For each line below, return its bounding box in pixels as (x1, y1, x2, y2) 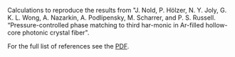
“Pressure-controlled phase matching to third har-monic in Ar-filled (7, 21, 204, 29)
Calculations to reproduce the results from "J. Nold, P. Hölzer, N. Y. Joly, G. (7, 6, 227, 14)
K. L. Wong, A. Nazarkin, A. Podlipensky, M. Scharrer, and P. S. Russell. (7, 13, 216, 22)
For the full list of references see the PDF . (7, 42, 130, 50)
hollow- (205, 21, 228, 29)
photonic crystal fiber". (22, 28, 90, 37)
